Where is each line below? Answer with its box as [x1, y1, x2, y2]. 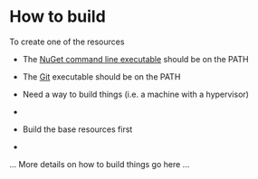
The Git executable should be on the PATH [22, 71, 181, 82]
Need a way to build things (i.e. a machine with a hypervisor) [22, 89, 249, 99]
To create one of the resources [9, 36, 125, 47]
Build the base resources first [22, 124, 133, 135]
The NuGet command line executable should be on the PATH [22, 53, 249, 64]
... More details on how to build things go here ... [9, 158, 190, 169]
